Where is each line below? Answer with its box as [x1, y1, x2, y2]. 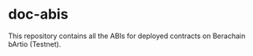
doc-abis [8, 5, 69, 23]
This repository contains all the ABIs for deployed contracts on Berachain [8, 31, 246, 40]
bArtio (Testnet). [8, 39, 61, 48]
